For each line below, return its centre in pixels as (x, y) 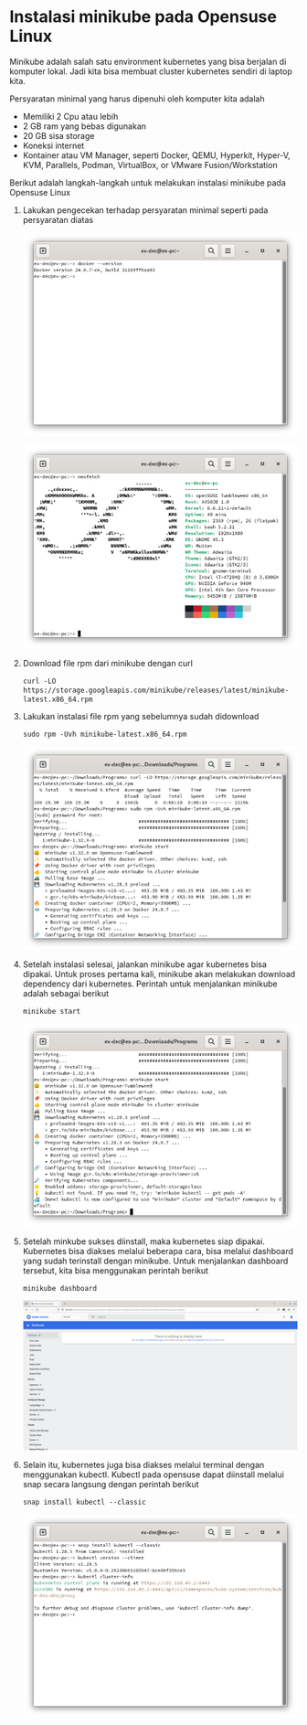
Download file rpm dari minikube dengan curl (108, 664)
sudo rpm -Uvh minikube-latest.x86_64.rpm (105, 735)
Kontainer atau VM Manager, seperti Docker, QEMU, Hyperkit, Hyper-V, (156, 155)
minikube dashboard (60, 1288)
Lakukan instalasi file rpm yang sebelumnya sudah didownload (141, 717)
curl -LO (39, 681)
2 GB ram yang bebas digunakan (85, 126)
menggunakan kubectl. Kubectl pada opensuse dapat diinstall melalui (153, 1475)
